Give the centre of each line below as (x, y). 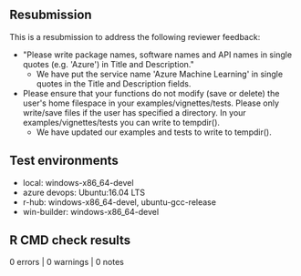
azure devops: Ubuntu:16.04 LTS (84, 192)
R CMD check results (70, 240)
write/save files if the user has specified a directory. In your (134, 112)
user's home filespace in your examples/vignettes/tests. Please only (151, 103)
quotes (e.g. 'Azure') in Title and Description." (108, 64)
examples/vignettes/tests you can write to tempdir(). (121, 122)
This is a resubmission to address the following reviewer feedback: (135, 36)
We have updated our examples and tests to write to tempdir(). (154, 132)
